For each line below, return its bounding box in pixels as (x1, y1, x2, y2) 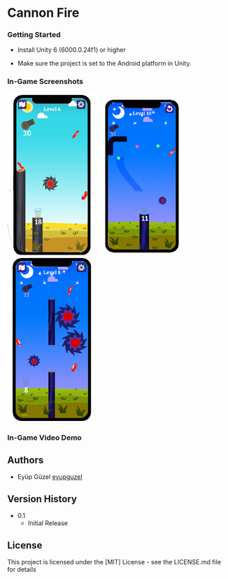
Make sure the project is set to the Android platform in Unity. (17, 59, 192, 68)
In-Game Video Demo (7, 432, 82, 442)
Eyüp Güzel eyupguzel (17, 473, 83, 481)
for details (7, 565, 36, 574)
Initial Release (27, 519, 69, 527)
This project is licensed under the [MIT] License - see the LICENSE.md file (7, 558, 222, 566)
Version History (7, 493, 77, 505)
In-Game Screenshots (7, 77, 84, 87)
